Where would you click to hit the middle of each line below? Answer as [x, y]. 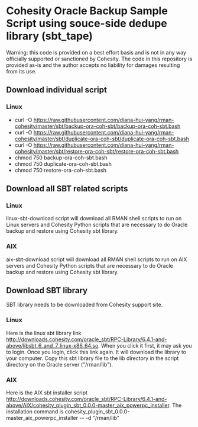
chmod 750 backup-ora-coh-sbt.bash [61, 158]
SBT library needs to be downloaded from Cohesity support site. [85, 305]
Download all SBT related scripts [67, 189]
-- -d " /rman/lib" [100, 418]
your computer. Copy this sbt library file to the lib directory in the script [92, 358]
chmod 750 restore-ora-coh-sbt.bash [61, 170]
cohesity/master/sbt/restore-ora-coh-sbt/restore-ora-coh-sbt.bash [97, 151]
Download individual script [57, 90]
